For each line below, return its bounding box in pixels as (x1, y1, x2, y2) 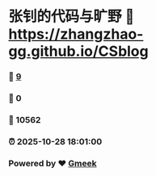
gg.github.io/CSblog (8, 42, 149, 61)
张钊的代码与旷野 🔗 (8, 7, 135, 26)
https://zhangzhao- (8, 25, 144, 44)
